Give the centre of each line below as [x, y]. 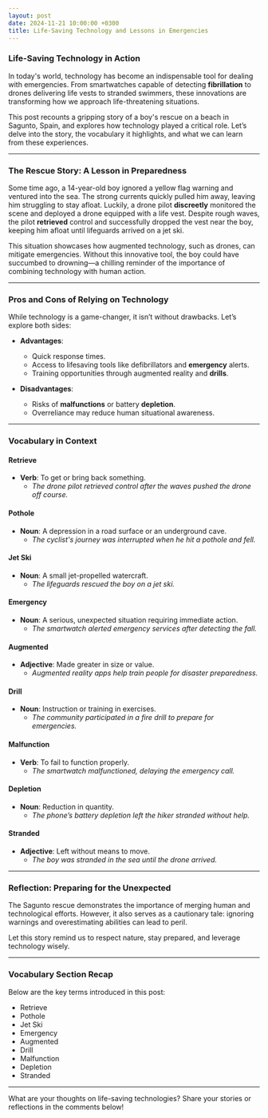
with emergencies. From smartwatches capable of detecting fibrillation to [130, 84]
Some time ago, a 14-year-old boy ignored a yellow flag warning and [121, 188]
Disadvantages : [47, 389]
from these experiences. [49, 142]
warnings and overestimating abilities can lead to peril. [98, 922]
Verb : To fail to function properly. [75, 762]
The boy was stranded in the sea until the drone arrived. [124, 860]
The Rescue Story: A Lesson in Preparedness [98, 170]
